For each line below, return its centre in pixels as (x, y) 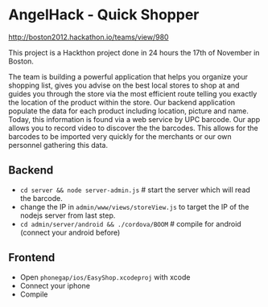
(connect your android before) (70, 232)
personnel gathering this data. (58, 145)
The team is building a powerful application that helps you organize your (128, 76)
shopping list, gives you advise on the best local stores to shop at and (124, 85)
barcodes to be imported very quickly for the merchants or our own (120, 136)
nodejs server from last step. (68, 215)
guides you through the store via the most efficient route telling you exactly (133, 93)
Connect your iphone (55, 285)
